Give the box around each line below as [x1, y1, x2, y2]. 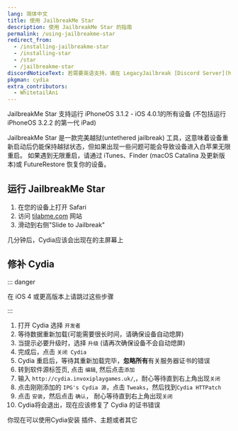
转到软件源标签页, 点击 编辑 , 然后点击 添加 [17, 365, 135, 374]
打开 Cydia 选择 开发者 [17, 321, 81, 329]
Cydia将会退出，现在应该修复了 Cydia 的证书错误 [17, 401, 161, 409]
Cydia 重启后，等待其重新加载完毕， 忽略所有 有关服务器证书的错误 [17, 356, 210, 364]
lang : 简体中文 [7, 10, 48, 18]
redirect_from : [7, 37, 52, 44]
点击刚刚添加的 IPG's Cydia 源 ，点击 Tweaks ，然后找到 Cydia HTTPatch [17, 383, 222, 391]
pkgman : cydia [7, 76, 50, 84]
